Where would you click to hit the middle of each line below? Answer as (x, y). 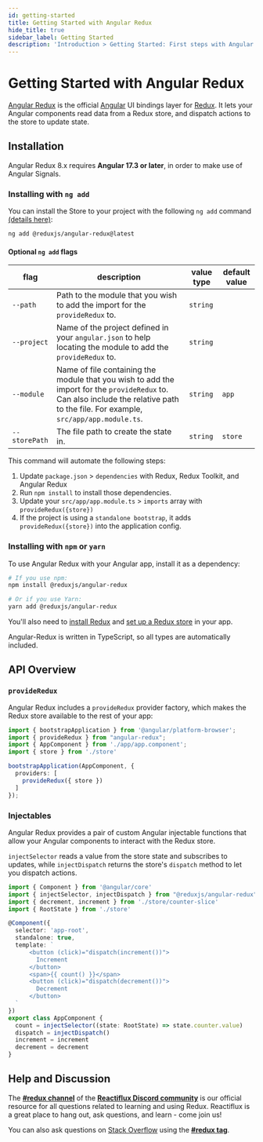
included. (23, 645)
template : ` (35, 945)
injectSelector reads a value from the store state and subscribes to (118, 856)
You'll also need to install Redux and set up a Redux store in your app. (121, 622)
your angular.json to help (103, 337)
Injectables (30, 815)
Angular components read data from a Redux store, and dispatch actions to (130, 114)
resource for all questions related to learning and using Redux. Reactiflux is (129, 1106)
